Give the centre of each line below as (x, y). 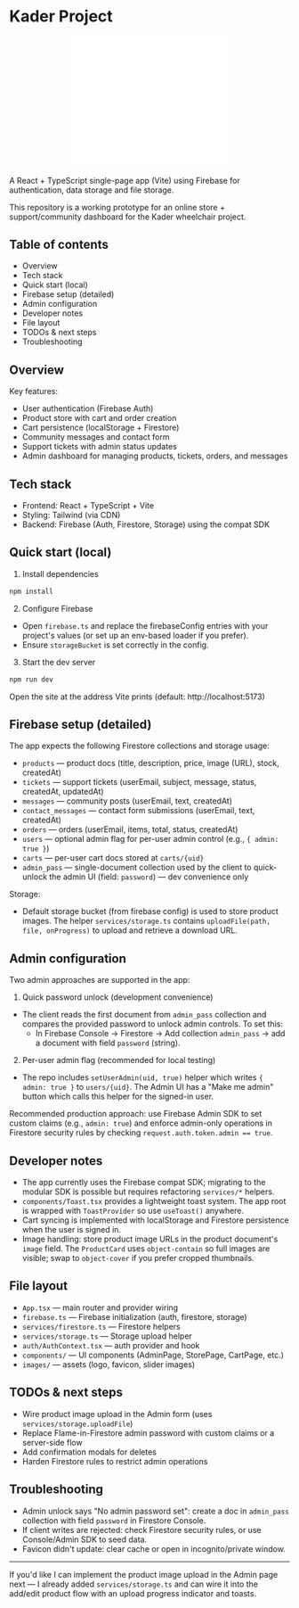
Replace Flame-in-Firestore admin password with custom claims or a (148, 1432)
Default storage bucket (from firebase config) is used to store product (150, 911)
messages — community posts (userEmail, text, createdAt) (127, 801)
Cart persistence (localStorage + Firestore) (101, 428)
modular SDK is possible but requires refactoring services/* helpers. (148, 1192)
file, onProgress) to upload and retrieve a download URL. (130, 930)
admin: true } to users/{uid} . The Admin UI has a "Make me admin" (148, 1087)
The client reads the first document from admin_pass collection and (144, 1015)
